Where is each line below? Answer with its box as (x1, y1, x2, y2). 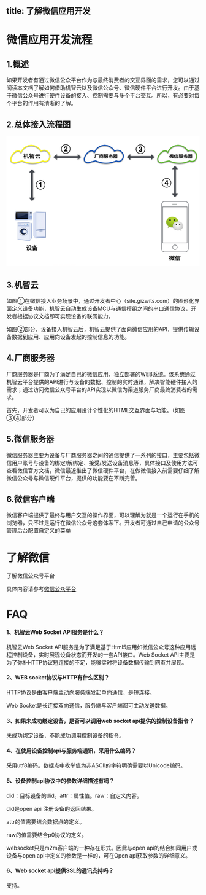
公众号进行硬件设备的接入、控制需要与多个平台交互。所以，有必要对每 (22, 92, 200, 100)
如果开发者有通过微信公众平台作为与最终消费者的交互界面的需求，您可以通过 (6, 76, 200, 84)
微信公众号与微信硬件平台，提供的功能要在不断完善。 (6, 474, 141, 482)
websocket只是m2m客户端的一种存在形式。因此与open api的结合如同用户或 (6, 844, 198, 851)
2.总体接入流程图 (6, 119, 71, 130)
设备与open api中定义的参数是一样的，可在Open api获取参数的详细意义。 (6, 851, 191, 859)
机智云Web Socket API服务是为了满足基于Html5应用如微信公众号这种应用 (6, 643, 191, 651)
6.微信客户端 (6, 494, 55, 504)
